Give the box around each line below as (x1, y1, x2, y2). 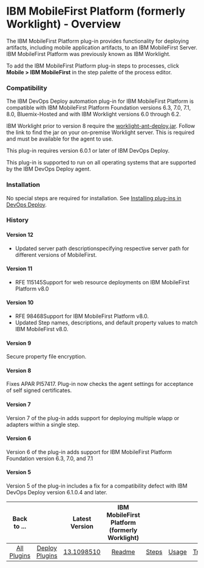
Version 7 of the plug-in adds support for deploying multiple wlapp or (6, 414, 180, 421)
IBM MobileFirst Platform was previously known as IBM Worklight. (6, 50, 171, 57)
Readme (111, 548, 135, 556)
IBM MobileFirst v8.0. (15, 326, 69, 333)
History (6, 216, 29, 225)
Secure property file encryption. (6, 353, 87, 360)
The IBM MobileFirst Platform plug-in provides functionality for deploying (6, 37, 189, 44)
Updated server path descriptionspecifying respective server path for (15, 245, 189, 252)
